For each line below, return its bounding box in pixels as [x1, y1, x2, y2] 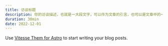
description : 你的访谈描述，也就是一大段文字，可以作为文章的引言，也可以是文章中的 [5, 12, 161, 17]
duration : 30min [5, 16, 39, 21]
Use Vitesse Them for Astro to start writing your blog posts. [5, 35, 128, 41]
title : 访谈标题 [5, 7, 36, 12]
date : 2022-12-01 [5, 21, 41, 26]
